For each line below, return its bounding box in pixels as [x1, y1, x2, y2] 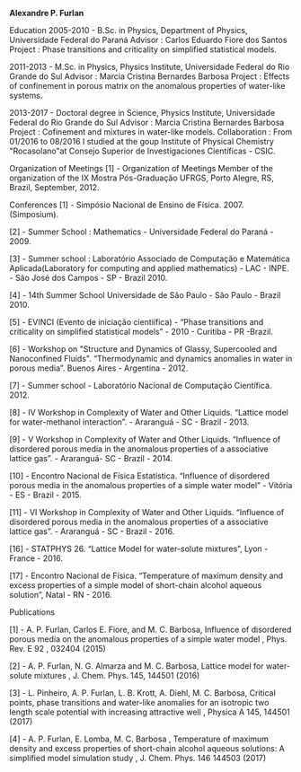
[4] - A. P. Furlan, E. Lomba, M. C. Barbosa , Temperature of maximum [9, 733, 270, 744]
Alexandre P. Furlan [9, 8, 84, 18]
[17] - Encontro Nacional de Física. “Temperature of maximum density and [9, 570, 284, 581]
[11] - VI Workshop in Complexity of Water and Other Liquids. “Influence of [9, 507, 285, 517]
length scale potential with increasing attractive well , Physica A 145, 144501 [9, 706, 290, 717]
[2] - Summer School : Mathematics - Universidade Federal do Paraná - [9, 226, 274, 237]
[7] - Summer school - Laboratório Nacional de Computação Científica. [9, 381, 272, 390]
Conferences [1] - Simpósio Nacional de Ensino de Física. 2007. [9, 199, 244, 210]
